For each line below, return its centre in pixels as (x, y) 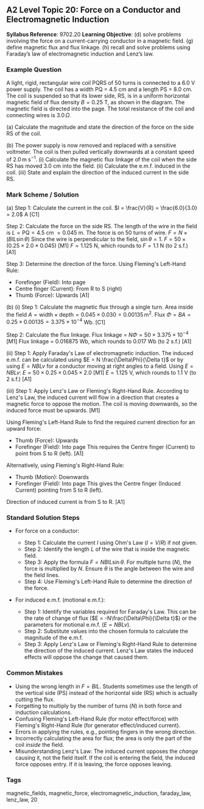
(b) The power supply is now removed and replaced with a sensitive (91, 145)
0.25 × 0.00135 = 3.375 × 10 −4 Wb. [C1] (56, 322)
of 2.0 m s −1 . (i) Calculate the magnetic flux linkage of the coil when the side (101, 159)
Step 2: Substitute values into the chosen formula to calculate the (106, 631)
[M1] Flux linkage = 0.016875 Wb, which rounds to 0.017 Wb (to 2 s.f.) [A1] (99, 342)
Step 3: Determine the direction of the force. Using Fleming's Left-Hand (96, 264)
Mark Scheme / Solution (43, 195)
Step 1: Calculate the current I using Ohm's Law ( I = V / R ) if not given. (111, 543)
